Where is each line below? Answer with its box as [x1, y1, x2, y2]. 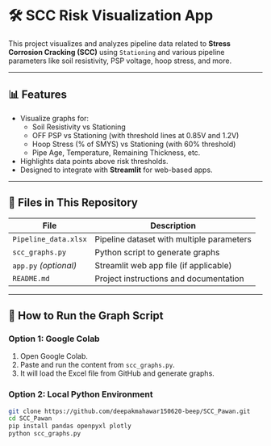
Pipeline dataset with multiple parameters [94, 234, 252, 245]
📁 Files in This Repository [8, 196, 139, 210]
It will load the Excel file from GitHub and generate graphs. [19, 368, 215, 378]
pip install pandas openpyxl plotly [8, 422, 131, 431]
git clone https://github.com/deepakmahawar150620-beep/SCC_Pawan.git [8, 407, 251, 415]
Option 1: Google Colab [8, 333, 100, 344]
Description [150, 220, 196, 231]
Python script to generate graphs [94, 246, 220, 258]
